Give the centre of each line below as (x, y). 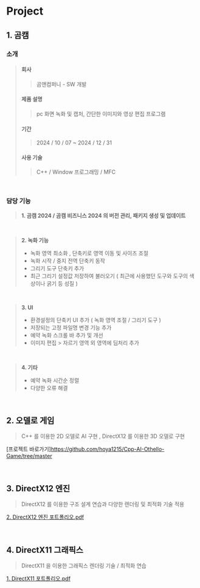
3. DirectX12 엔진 (38, 488)
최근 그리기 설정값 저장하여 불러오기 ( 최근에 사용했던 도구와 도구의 (109, 276)
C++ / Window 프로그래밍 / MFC (76, 172)
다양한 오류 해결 (49, 388)
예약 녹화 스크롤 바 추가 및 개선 (67, 335)
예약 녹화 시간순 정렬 (55, 380)
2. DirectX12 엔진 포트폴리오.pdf (45, 517)
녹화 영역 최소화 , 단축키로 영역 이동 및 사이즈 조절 (89, 253)
